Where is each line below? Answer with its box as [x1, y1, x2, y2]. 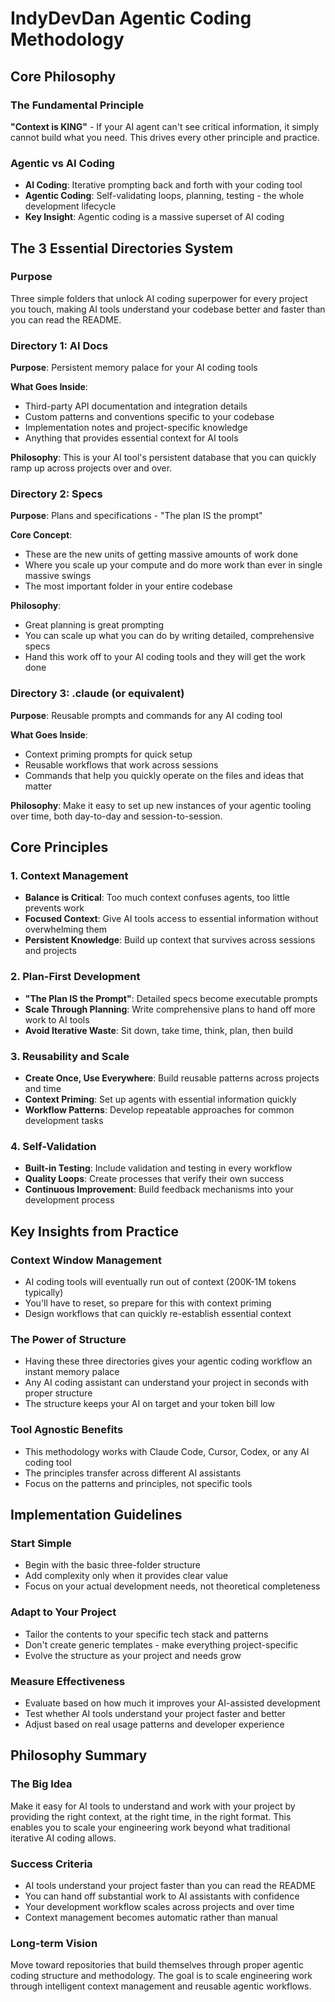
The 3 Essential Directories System [10, 240, 234, 257]
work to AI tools [24, 1013, 90, 1026]
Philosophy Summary [10, 1747, 148, 1764]
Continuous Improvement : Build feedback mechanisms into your [24, 1183, 294, 1196]
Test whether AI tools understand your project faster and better [24, 1707, 286, 1719]
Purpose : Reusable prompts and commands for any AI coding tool [10, 709, 283, 721]
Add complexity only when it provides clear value [24, 1570, 228, 1582]
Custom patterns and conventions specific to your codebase [24, 411, 275, 423]
